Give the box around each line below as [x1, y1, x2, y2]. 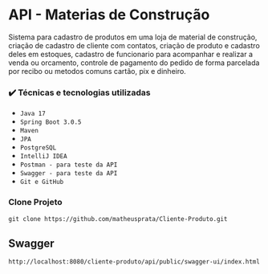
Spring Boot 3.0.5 [19, 118, 82, 126]
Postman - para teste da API [19, 161, 118, 170]
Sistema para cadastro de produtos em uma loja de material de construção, [8, 32, 258, 42]
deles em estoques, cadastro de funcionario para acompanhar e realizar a [8, 49, 254, 59]
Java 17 [19, 110, 46, 118]
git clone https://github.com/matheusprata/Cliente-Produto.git [8, 215, 228, 223]
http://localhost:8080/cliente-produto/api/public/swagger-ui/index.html [8, 258, 261, 266]
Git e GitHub [19, 178, 64, 186]
